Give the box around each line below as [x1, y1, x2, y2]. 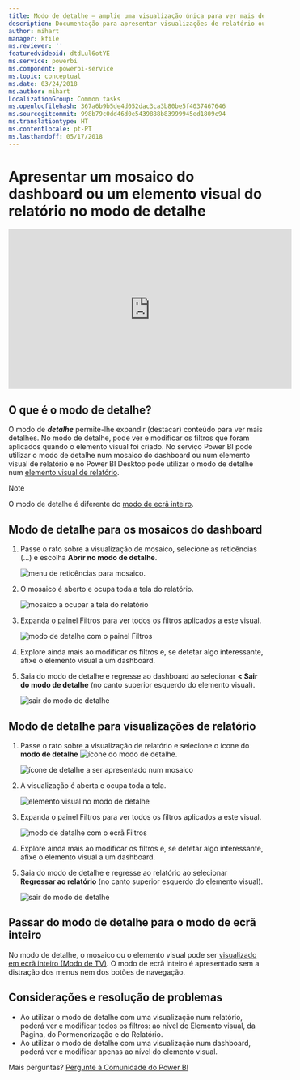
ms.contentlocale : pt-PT [8, 125, 92, 133]
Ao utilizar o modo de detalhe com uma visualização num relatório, [19, 1012, 243, 1022]
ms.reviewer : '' [8, 42, 63, 50]
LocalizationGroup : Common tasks [8, 95, 121, 103]
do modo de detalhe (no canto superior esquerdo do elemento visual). [19, 680, 256, 690]
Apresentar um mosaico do [8, 167, 195, 186]
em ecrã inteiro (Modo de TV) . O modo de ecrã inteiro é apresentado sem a [8, 958, 260, 968]
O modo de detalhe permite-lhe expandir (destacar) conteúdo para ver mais [8, 425, 263, 435]
